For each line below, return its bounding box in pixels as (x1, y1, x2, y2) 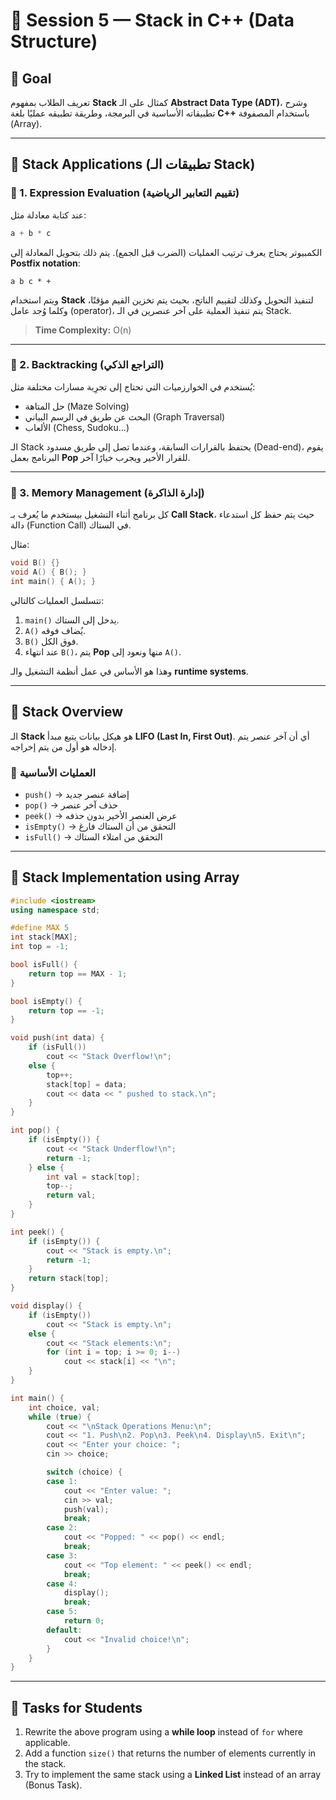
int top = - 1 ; (10, 942, 70, 952)
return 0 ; (63, 1616, 105, 1626)
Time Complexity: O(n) (34, 324, 132, 336)
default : (46, 1625, 83, 1635)
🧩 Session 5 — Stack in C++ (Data (10, 9, 295, 32)
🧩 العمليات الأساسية (10, 765, 97, 779)
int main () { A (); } (10, 576, 97, 586)
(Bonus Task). (24, 1779, 83, 1791)
